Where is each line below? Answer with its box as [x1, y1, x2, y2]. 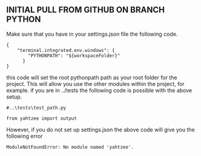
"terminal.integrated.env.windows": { [17, 47, 115, 53]
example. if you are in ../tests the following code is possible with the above [6, 86, 193, 94]
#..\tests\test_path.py [6, 105, 67, 111]
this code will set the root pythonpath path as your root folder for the [6, 74, 177, 81]
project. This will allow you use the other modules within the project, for [6, 80, 185, 87]
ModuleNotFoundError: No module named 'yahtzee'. [6, 144, 134, 150]
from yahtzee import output [6, 115, 77, 122]
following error [6, 132, 44, 140]
